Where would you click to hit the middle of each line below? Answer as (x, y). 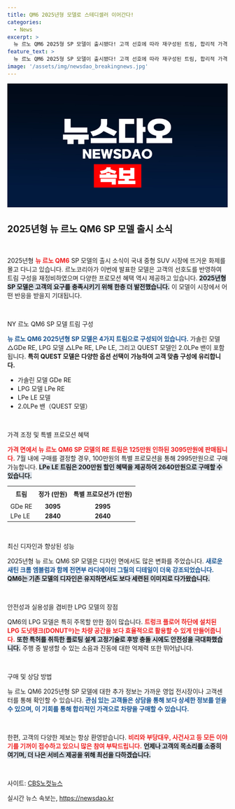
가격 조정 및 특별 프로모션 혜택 (48, 435)
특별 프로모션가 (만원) (103, 494)
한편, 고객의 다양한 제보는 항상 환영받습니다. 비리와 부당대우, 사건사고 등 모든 (111, 737)
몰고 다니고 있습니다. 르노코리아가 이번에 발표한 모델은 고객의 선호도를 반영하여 (115, 269)
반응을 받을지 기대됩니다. (48, 296)
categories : (24, 22)
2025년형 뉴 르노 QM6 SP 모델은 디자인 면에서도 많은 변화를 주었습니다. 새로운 (115, 561)
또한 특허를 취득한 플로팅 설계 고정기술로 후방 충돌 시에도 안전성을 (105, 639)
